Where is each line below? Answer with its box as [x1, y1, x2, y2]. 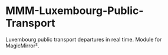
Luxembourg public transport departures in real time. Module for [5, 36, 162, 43]
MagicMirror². [5, 42, 39, 49]
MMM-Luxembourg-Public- [5, 4, 144, 18]
